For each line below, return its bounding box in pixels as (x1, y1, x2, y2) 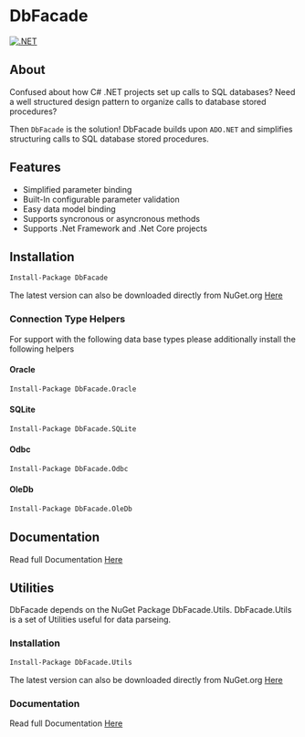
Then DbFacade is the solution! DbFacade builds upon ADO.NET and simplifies (9, 123, 293, 134)
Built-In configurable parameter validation (22, 194, 180, 205)
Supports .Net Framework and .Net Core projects (22, 223, 208, 234)
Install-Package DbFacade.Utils (9, 658, 132, 667)
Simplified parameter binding (22, 184, 132, 195)
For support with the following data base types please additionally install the (9, 333, 297, 344)
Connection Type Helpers (9, 312, 126, 325)
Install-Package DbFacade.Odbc (9, 464, 129, 473)
